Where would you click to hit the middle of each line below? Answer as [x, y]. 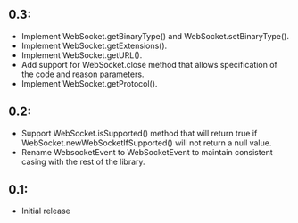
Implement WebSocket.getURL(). [82, 55]
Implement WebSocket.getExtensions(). [94, 45]
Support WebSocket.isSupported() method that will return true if [139, 133]
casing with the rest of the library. [83, 161]
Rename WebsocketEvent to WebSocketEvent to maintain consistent [147, 152]
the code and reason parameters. [83, 74]
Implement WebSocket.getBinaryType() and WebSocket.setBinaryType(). [155, 36]
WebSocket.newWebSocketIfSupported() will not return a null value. [146, 143]
